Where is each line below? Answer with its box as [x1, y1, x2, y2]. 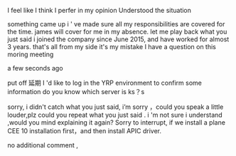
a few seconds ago [7, 64, 63, 72]
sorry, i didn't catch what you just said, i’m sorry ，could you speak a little [7, 103, 224, 111]
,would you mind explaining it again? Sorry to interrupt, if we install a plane [7, 118, 226, 127]
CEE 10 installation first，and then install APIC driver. [7, 127, 162, 135]
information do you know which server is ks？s [7, 88, 145, 95]
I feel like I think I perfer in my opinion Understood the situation [7, 6, 192, 14]
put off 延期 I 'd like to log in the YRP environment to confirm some [7, 78, 203, 87]
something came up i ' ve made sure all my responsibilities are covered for [7, 20, 225, 28]
